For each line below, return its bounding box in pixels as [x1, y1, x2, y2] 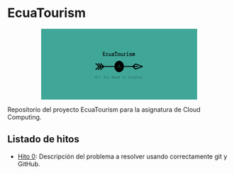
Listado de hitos [7, 133, 80, 146]
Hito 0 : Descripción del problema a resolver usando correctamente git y [17, 152, 228, 161]
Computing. [7, 112, 42, 121]
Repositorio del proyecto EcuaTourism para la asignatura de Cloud [7, 105, 201, 114]
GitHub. [17, 159, 40, 168]
